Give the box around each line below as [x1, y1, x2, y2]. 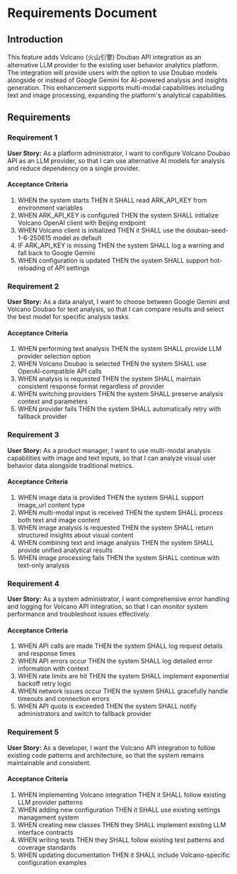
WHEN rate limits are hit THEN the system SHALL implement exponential [17, 672, 229, 680]
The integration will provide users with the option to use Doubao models [7, 69, 218, 77]
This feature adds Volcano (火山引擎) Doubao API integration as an [7, 53, 202, 61]
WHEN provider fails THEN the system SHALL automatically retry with [17, 405, 221, 413]
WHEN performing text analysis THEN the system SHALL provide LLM [17, 344, 222, 353]
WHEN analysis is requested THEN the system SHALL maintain [17, 374, 202, 383]
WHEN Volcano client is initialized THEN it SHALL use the [17, 225, 185, 235]
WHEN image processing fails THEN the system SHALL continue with [17, 553, 220, 561]
